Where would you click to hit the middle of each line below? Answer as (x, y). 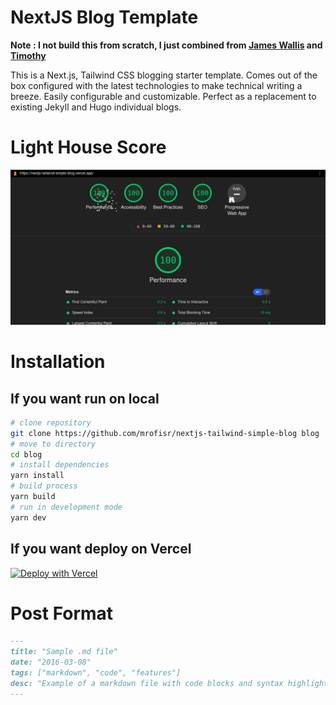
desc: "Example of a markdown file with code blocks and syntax (147, 683)
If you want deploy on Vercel (101, 549)
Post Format (62, 613)
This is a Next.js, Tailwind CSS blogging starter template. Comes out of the (164, 75)
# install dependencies (60, 465)
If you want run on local (85, 398)
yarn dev (28, 517)
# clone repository (51, 422)
